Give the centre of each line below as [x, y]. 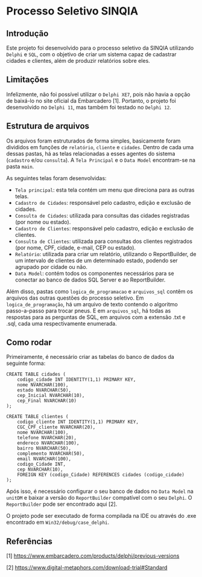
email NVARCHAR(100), [44, 459]
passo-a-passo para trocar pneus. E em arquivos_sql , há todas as [89, 311]
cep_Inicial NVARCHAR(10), [51, 396]
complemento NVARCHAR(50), [51, 454]
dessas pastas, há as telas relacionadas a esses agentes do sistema [91, 153]
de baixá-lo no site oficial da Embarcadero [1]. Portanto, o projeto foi [91, 100]
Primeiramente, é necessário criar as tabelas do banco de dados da [90, 357]
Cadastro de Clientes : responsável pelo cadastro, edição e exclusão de [104, 228]
